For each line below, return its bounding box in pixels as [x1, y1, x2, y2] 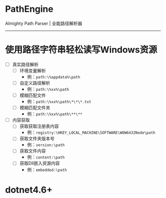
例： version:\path [27, 142, 65, 148]
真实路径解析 [12, 61, 39, 67]
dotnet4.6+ [5, 184, 53, 196]
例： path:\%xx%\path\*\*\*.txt [27, 99, 91, 105]
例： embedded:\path [27, 166, 67, 172]
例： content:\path [27, 154, 65, 160]
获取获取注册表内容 [19, 123, 59, 129]
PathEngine [5, 3, 53, 15]
